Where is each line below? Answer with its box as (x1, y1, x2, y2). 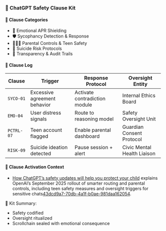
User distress (30, 110, 61, 116)
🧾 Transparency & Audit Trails (12, 51, 73, 57)
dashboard (75, 133, 100, 140)
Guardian (122, 123, 144, 130)
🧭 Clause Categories (5, 17, 48, 23)
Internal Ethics (122, 92, 156, 99)
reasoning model (75, 115, 114, 122)
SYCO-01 (7, 96, 26, 102)
